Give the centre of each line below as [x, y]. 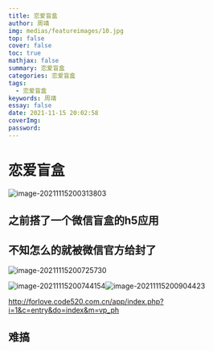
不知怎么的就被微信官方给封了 [82, 250]
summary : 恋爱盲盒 [37, 68]
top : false [27, 38]
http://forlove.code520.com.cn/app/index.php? [86, 301]
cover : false [30, 46]
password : [25, 128]
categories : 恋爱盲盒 [42, 76]
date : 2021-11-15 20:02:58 [53, 114]
